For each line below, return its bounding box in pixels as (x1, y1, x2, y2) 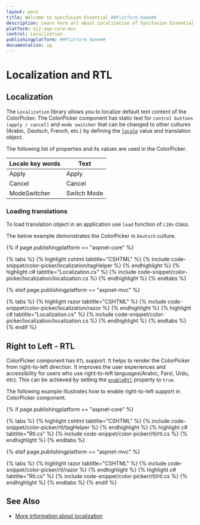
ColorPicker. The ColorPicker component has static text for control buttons (6, 114, 193, 121)
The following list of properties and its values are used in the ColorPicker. (6, 145, 187, 152)
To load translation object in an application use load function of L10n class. (6, 220, 190, 228)
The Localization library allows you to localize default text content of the (6, 108, 187, 115)
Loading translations (6, 207, 68, 215)
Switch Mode (66, 189, 104, 197)
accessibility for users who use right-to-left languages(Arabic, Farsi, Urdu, (6, 369, 190, 377)
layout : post (6, 8, 39, 15)
